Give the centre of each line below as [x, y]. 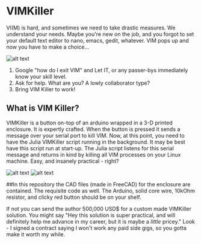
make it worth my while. [36, 234]
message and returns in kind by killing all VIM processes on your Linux [94, 154]
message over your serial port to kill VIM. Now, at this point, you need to [95, 135]
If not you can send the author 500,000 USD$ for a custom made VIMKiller [99, 209]
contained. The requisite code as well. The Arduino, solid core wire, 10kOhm [101, 191]
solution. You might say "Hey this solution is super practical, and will [91, 215]
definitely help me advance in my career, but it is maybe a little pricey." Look [101, 221]
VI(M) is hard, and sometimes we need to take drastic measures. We [91, 28]
